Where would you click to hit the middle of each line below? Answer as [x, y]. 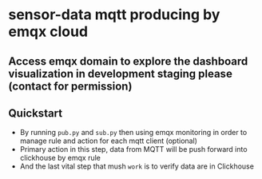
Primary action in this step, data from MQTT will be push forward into [133, 149]
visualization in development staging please [121, 74]
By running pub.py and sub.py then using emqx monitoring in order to [133, 133]
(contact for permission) [70, 86]
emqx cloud [48, 32]
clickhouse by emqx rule [60, 158]
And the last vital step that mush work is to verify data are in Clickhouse [137, 166]
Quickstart [36, 113]
